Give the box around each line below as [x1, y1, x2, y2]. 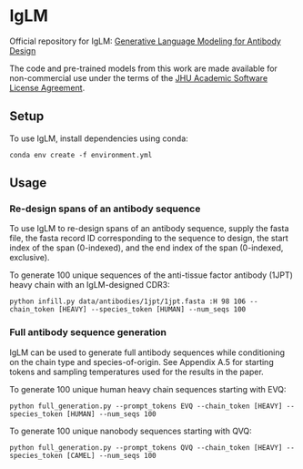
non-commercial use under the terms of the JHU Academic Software [9, 72, 268, 83]
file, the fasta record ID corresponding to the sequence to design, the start [9, 233, 288, 244]
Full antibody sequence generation [9, 326, 167, 339]
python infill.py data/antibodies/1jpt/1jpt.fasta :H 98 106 [9, 297, 247, 306]
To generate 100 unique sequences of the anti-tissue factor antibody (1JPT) [9, 270, 294, 280]
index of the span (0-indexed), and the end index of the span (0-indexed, [9, 242, 284, 253]
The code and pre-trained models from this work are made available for [9, 63, 278, 74]
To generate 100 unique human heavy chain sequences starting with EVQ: [9, 383, 287, 394]
